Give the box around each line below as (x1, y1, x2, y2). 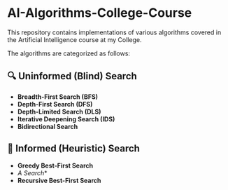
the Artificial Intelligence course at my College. (7, 35, 142, 43)
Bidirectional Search (17, 122, 78, 130)
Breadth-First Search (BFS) (17, 93, 99, 101)
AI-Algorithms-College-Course (7, 5, 192, 21)
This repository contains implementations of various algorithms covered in (7, 28, 222, 36)
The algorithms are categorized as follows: (7, 49, 131, 57)
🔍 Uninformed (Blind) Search (7, 70, 138, 82)
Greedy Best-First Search (17, 161, 94, 170)
